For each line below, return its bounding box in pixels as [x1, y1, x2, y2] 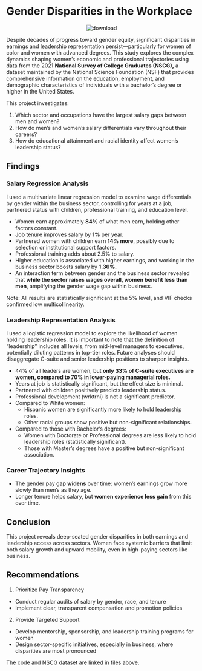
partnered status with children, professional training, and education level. [6, 206, 189, 213]
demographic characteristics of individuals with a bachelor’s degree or [6, 81, 183, 89]
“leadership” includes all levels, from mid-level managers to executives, [6, 342, 184, 350]
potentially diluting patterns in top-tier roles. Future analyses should [6, 349, 175, 356]
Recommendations [6, 570, 79, 581]
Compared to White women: [15, 399, 86, 406]
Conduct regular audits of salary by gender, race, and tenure [15, 598, 166, 605]
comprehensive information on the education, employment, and [6, 75, 165, 82]
